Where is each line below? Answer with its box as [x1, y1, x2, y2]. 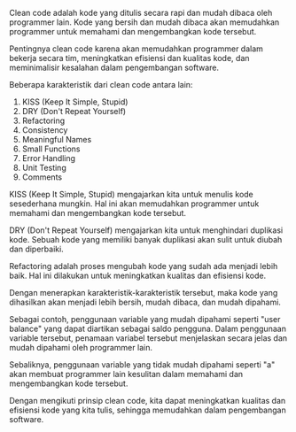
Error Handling [21, 153, 76, 163]
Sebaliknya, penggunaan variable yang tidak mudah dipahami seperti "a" [9, 359, 276, 370]
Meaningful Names [21, 135, 92, 144]
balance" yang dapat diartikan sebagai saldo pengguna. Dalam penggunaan [9, 323, 286, 334]
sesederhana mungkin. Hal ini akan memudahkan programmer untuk [9, 198, 260, 209]
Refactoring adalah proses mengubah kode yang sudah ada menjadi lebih [9, 261, 278, 271]
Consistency [21, 125, 68, 135]
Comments [21, 172, 63, 182]
